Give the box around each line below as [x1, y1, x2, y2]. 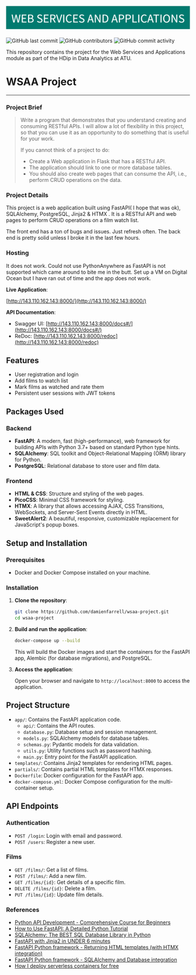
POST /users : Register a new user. [14, 838, 96, 845]
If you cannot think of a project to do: [20, 147, 110, 154]
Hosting [6, 249, 29, 257]
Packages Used [6, 406, 64, 416]
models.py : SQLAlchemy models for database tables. [23, 735, 150, 742]
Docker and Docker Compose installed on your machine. [14, 569, 150, 576]
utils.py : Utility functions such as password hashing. [23, 747, 153, 754]
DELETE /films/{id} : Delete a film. [14, 884, 97, 892]
